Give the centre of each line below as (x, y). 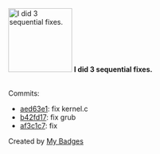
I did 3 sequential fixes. (113, 69)
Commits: (24, 93)
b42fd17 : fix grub (48, 117)
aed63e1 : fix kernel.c (54, 109)
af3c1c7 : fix (39, 126)
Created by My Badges (46, 141)
